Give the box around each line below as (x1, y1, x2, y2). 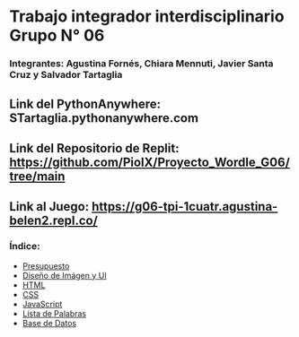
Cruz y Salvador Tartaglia (9, 69, 123, 82)
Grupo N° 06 (9, 25, 105, 46)
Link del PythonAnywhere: (9, 96, 162, 111)
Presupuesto (22, 260, 70, 271)
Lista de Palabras (22, 307, 87, 319)
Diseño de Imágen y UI (22, 270, 107, 281)
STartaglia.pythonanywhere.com (9, 110, 199, 125)
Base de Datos (22, 317, 77, 328)
